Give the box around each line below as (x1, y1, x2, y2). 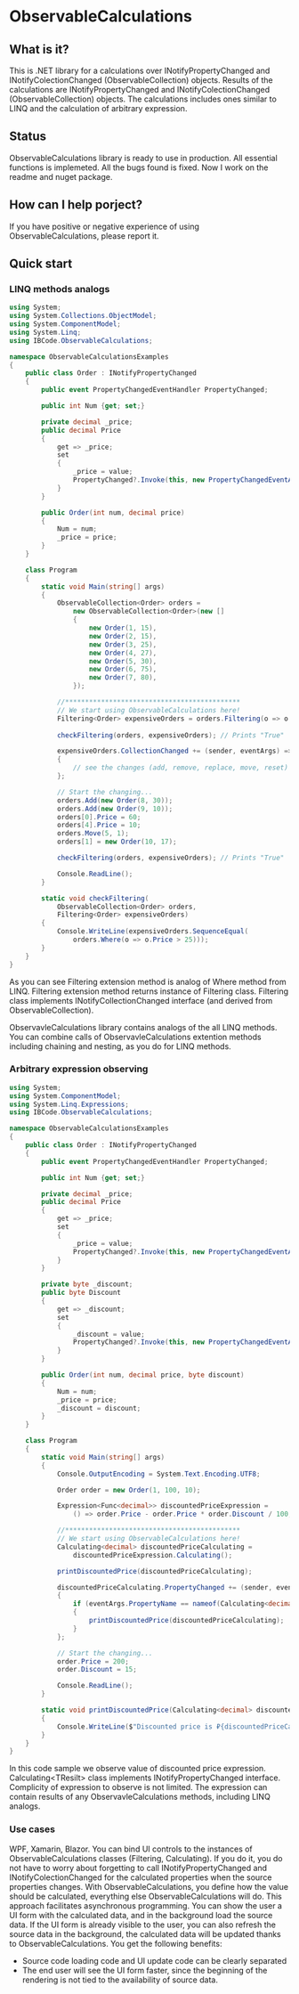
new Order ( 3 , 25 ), (88, 639, 158, 649)
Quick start (9, 256, 73, 272)
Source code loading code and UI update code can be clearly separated (21, 1955, 287, 1966)
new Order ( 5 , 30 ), (88, 656, 158, 665)
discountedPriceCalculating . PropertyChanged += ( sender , (56, 1583, 273, 1591)
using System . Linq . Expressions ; (9, 1100, 129, 1109)
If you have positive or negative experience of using (9, 221, 200, 232)
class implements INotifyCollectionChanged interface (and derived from (9, 995, 273, 1005)
